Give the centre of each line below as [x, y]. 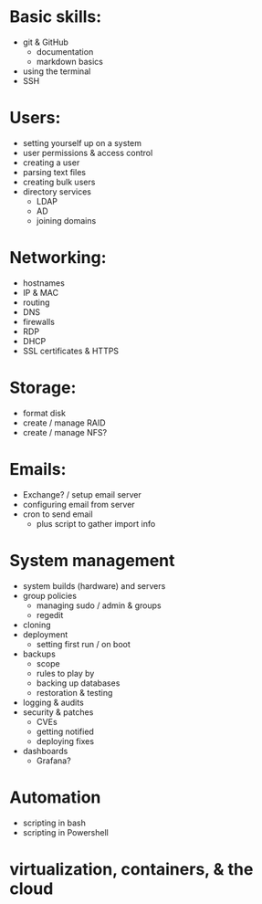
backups [39, 654]
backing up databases [78, 683]
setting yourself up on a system [82, 142]
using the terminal [57, 71]
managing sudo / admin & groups [99, 605]
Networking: [58, 258]
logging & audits [53, 702]
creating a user [51, 163]
